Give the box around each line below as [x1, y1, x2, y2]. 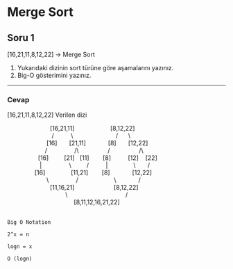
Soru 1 [7, 32, 35, 44]
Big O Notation [7, 219, 51, 226]
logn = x [7, 243, 33, 250]
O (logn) [7, 255, 33, 263]
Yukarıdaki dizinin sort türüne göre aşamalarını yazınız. [17, 64, 174, 72]
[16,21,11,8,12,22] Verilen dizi [7, 111, 87, 119]
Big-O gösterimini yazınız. [17, 71, 92, 79]
